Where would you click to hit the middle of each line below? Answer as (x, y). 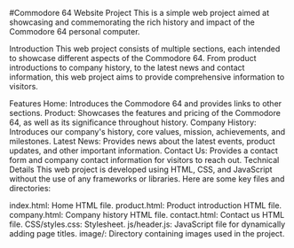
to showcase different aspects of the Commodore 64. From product (133, 58)
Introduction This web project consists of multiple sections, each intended (145, 49)
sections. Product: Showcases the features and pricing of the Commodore (145, 113)
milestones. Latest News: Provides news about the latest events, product (142, 141)
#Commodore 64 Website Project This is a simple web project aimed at (139, 13)
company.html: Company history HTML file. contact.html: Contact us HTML (147, 215)
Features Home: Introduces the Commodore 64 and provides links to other (146, 104)
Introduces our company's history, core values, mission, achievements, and (147, 132)
